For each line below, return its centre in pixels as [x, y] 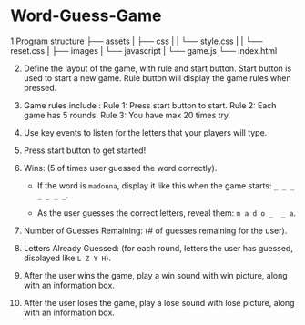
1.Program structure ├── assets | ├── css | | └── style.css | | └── [137, 41]
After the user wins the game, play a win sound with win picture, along [155, 275]
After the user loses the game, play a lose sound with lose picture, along [159, 302]
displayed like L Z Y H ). [67, 258]
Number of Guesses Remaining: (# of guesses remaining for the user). [155, 230]
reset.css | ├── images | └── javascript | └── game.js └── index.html [144, 50]
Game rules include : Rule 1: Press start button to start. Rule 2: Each [150, 105]
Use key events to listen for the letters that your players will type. [145, 132]
